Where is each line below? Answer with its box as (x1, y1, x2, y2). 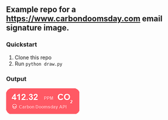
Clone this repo (14, 54, 52, 61)
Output (6, 74, 27, 83)
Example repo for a (6, 5, 76, 15)
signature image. (6, 23, 70, 33)
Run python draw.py (14, 60, 63, 67)
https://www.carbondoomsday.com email (6, 14, 163, 24)
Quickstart (6, 40, 37, 49)
